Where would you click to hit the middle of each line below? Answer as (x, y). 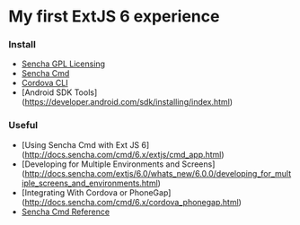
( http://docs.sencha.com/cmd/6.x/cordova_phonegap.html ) (131, 202)
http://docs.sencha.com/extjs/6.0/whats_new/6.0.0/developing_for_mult (158, 173)
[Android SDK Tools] (59, 92)
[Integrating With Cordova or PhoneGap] (96, 192)
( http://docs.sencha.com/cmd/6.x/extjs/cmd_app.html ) (123, 154)
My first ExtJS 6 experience (114, 17)
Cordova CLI (44, 83)
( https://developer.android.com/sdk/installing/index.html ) (127, 102)
